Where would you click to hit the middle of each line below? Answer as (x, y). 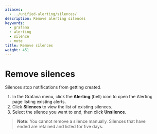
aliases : (14, 9)
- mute (16, 41)
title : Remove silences (29, 45)
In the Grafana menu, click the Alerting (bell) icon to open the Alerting (82, 97)
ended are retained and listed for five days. (60, 127)
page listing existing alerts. (39, 102)
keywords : (15, 23)
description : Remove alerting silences (45, 18)
